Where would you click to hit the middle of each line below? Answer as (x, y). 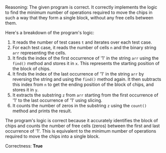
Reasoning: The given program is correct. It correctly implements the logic (81, 7)
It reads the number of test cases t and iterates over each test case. (82, 42)
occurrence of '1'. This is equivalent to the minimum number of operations (81, 131)
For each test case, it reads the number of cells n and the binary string (84, 47)
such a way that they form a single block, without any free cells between (79, 18)
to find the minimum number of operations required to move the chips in (79, 12)
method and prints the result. (42, 111)
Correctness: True (24, 146)
